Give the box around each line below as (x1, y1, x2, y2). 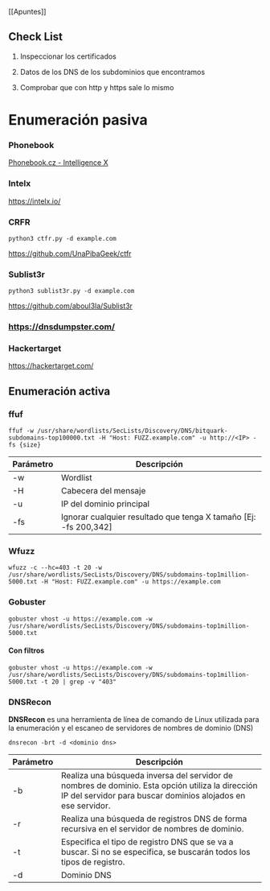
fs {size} (8, 441, 42, 449)
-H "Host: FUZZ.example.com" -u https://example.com (40, 578, 221, 586)
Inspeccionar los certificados (19, 52, 117, 61)
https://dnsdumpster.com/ (8, 321, 115, 332)
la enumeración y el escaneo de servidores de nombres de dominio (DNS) (8, 724, 254, 733)
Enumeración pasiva (8, 111, 148, 129)
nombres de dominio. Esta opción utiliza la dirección (60, 780, 258, 791)
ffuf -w (8, 427, 35, 435)
